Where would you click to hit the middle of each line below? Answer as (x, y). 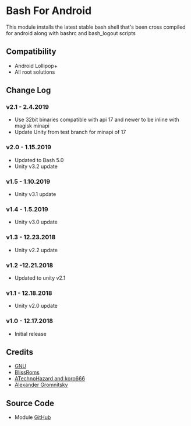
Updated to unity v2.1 (40, 278)
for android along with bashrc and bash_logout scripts (71, 33)
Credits (20, 352)
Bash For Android (49, 11)
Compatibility (31, 52)
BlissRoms (27, 372)
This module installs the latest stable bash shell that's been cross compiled (96, 27)
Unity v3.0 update (36, 222)
